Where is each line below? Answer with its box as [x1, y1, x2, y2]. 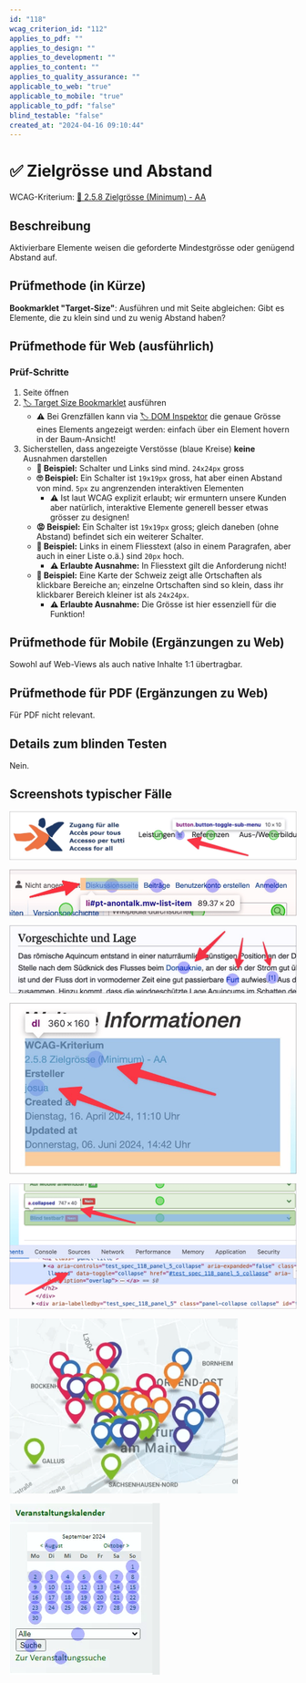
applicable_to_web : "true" [9, 82, 112, 91]
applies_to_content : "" [9, 63, 100, 72]
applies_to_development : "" [9, 53, 117, 63]
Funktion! [49, 608, 86, 619]
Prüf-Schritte [9, 366, 70, 378]
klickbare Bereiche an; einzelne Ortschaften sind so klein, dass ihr [36, 579, 284, 590]
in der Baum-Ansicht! [36, 433, 117, 444]
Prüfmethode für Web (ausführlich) [9, 338, 215, 355]
